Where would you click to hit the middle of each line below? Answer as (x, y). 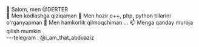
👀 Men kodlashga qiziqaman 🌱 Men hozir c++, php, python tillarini (89, 16)
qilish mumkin (24, 31)
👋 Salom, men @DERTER (37, 9)
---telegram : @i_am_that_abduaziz (50, 37)
